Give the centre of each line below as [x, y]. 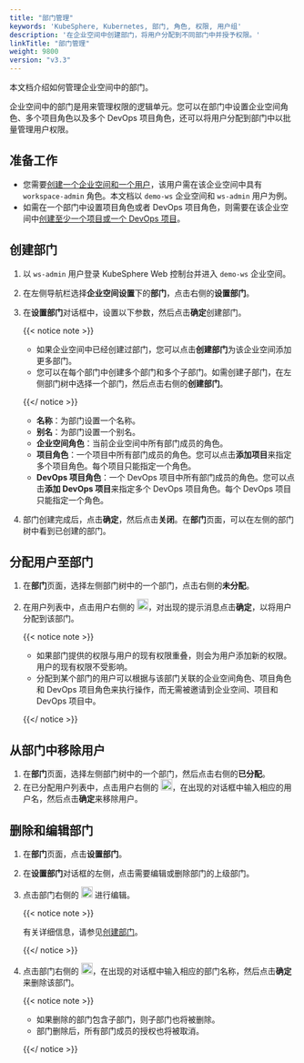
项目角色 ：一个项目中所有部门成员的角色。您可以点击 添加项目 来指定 [164, 454]
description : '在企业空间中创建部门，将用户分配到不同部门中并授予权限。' [135, 35]
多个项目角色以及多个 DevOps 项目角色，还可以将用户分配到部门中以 [154, 118]
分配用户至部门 [51, 562]
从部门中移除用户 [57, 750]
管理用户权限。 [45, 129]
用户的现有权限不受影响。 [84, 667]
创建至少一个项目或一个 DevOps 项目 [108, 218]
